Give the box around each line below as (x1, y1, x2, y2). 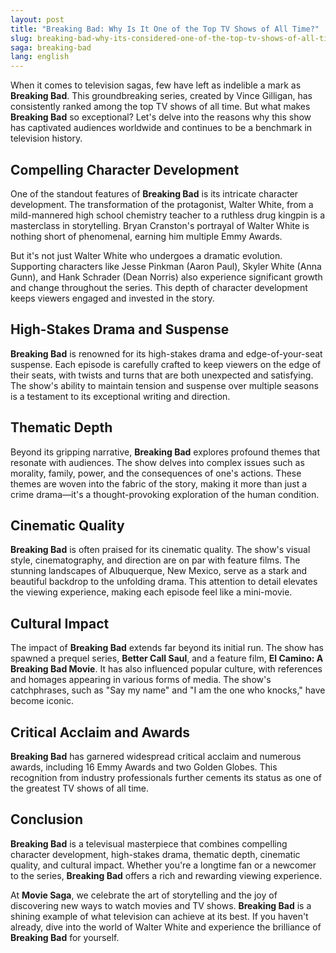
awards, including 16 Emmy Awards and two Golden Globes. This (10, 761, 278, 773)
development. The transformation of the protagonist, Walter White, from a (10, 198, 314, 210)
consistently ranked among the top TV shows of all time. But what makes (10, 101, 311, 113)
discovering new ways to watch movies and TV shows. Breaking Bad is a (10, 899, 312, 911)
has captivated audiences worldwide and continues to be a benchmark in (10, 122, 313, 134)
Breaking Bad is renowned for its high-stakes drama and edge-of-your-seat (10, 347, 323, 360)
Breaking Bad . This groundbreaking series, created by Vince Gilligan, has (10, 90, 313, 102)
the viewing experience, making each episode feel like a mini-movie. (10, 586, 293, 598)
